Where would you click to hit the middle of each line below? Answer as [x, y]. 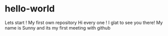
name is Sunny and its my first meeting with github [58, 27]
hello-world [30, 9]
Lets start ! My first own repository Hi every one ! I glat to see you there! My [84, 22]
